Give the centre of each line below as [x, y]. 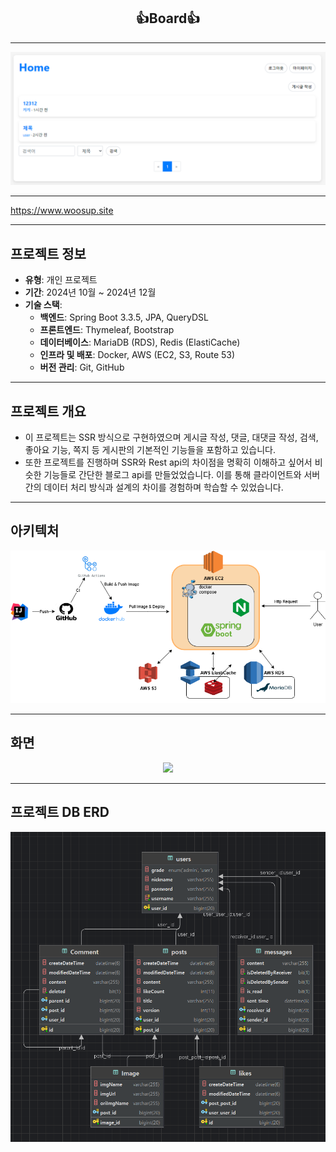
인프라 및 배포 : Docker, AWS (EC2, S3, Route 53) [137, 355]
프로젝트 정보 [48, 253]
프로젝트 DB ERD [60, 812]
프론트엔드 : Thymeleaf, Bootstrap [107, 330]
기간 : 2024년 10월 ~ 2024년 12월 [90, 292]
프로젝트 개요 [48, 411]
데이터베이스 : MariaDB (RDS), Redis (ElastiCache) [140, 342]
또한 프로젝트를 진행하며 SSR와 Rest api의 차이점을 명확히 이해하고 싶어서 [168, 462]
